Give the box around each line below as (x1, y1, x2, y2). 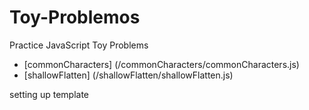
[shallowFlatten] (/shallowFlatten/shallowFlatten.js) (23, 69, 234, 81)
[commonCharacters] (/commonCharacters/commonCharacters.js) (23, 58, 300, 70)
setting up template (9, 88, 89, 100)
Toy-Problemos (9, 6, 141, 29)
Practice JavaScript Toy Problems (9, 39, 149, 51)
